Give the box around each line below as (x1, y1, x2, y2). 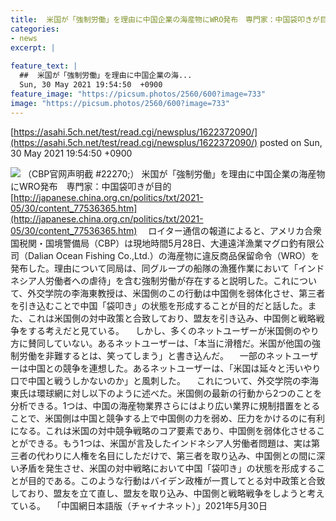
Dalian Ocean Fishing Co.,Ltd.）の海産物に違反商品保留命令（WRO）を (27, 249, 320, 261)
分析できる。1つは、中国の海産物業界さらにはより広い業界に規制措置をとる (10, 399, 321, 411)
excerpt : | (10, 42, 56, 53)
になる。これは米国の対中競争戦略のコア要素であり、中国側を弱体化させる (10, 424, 317, 436)
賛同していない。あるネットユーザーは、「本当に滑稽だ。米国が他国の (27, 337, 312, 349)
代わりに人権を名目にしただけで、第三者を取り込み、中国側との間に (36, 449, 317, 461)
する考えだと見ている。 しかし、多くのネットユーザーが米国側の (27, 324, 302, 336)
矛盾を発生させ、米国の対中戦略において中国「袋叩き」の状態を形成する (18, 462, 317, 474)
